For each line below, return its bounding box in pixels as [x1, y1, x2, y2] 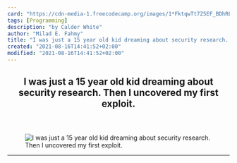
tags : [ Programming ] [7, 17, 68, 24]
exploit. [101, 98, 136, 110]
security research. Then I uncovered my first [18, 87, 219, 99]
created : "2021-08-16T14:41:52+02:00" [7, 43, 121, 50]
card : [7, 10, 23, 18]
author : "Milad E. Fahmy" [7, 30, 83, 37]
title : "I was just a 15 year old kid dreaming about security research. [7, 37, 229, 44]
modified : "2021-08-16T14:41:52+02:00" [7, 50, 125, 57]
